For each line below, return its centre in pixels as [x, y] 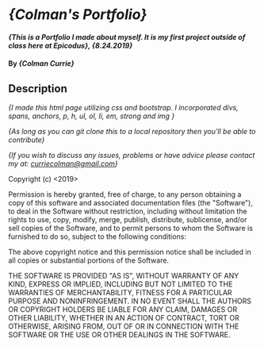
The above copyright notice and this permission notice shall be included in [130, 252]
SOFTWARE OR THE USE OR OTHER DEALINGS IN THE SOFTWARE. [119, 335]
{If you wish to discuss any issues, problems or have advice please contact [132, 156]
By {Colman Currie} [42, 63]
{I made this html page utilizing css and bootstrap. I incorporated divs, [124, 108]
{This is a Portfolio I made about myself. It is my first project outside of [127, 37]
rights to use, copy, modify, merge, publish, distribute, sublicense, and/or [128, 220]
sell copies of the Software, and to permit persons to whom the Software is [131, 229]
